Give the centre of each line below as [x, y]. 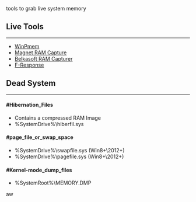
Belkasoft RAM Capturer [43, 58]
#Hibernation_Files [30, 105]
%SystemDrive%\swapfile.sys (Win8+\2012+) [69, 151]
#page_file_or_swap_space [40, 137]
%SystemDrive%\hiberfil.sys [49, 124]
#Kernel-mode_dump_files [39, 170]
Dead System [31, 83]
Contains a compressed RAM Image [57, 118]
